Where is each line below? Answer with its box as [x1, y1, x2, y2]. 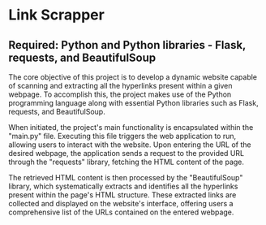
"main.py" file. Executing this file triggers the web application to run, [8, 132, 237, 141]
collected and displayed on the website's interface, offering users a [8, 199, 234, 208]
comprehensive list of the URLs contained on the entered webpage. [8, 207, 234, 217]
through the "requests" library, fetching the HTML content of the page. [8, 157, 245, 167]
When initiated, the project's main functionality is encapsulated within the [8, 123, 254, 132]
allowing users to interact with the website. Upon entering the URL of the [8, 140, 251, 149]
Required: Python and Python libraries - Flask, [8, 38, 246, 52]
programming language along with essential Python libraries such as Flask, [8, 98, 259, 107]
